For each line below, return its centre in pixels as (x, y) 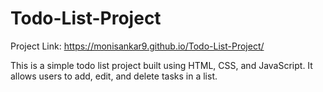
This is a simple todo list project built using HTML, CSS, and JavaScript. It (161, 65)
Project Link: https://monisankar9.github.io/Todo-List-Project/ (137, 46)
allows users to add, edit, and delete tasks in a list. (114, 76)
